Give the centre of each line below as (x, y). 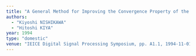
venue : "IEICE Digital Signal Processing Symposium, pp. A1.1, (85, 44)
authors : (17, 17)
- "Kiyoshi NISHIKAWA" (39, 22)
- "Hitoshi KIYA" (32, 28)
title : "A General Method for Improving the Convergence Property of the (98, 11)
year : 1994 (19, 33)
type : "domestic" (27, 38)
